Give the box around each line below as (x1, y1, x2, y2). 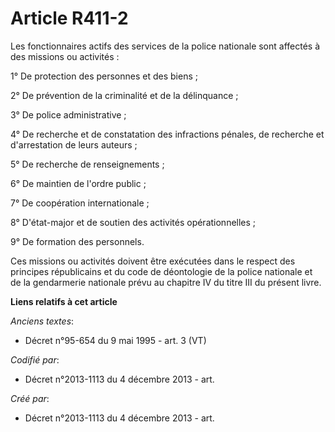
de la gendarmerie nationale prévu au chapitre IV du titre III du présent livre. (10, 276, 322, 288)
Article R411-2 (10, 7, 129, 30)
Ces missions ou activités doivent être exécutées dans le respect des (10, 255, 296, 267)
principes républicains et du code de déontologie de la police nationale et (10, 265, 313, 277)
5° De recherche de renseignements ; (10, 158, 165, 170)
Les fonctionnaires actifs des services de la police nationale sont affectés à (10, 40, 321, 52)
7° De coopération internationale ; (10, 197, 150, 209)
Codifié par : (10, 353, 60, 366)
